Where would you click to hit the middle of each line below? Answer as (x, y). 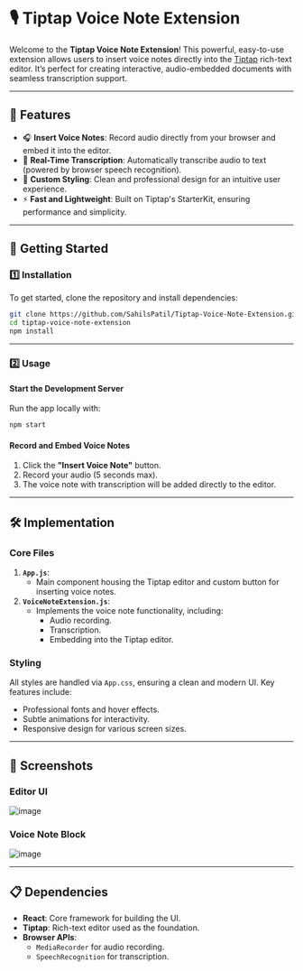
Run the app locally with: (55, 409)
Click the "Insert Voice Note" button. (92, 466)
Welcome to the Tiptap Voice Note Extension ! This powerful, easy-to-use (147, 49)
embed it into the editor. (67, 150)
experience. (45, 189)
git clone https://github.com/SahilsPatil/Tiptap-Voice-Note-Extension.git (155, 314)
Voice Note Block (48, 834)
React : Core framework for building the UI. (101, 919)
